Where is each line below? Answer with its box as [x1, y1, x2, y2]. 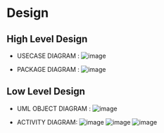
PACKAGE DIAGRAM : [16, 65, 80, 73]
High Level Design [6, 33, 88, 45]
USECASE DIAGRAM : [16, 51, 80, 60]
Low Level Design [6, 86, 86, 98]
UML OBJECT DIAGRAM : [16, 104, 91, 113]
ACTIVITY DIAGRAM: [16, 118, 78, 126]
